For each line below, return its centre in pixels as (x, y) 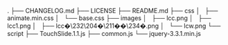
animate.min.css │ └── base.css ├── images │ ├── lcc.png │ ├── (109, 18)
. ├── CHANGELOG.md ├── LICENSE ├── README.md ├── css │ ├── (113, 11)
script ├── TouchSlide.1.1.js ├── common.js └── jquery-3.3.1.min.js (104, 34)
